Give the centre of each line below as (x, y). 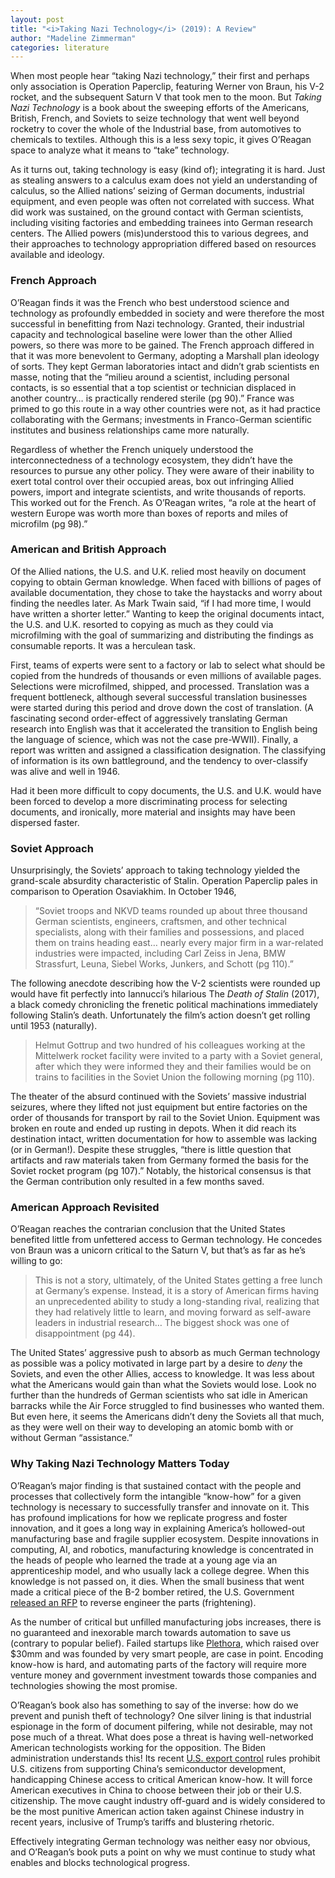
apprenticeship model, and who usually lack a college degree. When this (160, 1570)
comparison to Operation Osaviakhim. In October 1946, (123, 892)
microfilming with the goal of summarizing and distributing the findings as (162, 635)
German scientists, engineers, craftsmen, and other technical (160, 922)
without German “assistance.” (71, 1438)
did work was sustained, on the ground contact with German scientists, (157, 212)
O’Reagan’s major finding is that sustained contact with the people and (156, 1485)
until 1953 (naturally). (54, 1026)
